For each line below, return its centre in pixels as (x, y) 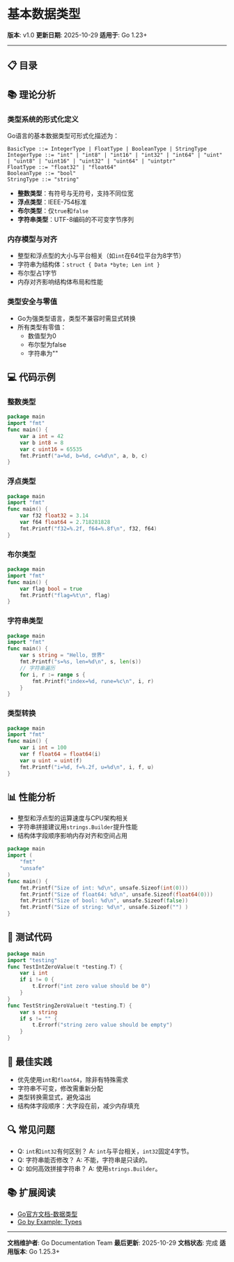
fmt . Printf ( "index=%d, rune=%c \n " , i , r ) (93, 681)
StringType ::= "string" (43, 180)
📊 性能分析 (31, 797)
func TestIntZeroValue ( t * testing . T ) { (65, 967)
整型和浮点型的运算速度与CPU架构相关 (73, 818)
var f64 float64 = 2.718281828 (65, 523)
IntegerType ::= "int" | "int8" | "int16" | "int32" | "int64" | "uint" (115, 155)
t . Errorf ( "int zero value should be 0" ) (92, 986)
